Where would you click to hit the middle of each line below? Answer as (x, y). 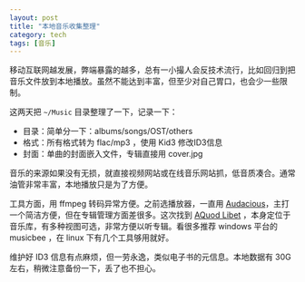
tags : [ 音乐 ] (33, 43)
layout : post (34, 18)
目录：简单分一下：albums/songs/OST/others (108, 131)
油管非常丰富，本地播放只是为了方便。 (81, 185)
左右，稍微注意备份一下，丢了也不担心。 (85, 268)
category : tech (38, 34)
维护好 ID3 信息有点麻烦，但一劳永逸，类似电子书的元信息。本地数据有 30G (151, 257)
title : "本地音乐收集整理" (55, 26)
